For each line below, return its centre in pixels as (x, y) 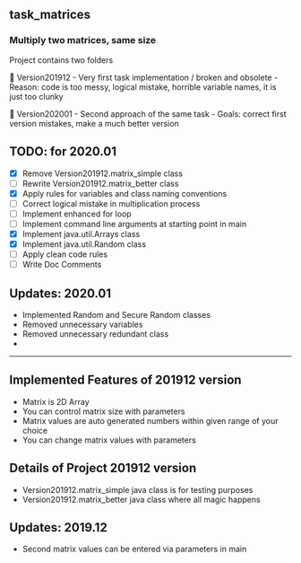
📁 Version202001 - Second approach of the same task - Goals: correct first (148, 114)
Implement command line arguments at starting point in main (134, 224)
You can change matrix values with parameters (109, 440)
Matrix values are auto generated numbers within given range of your (150, 420)
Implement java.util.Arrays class (81, 233)
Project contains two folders (61, 60)
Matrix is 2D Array (56, 401)
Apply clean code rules (65, 254)
